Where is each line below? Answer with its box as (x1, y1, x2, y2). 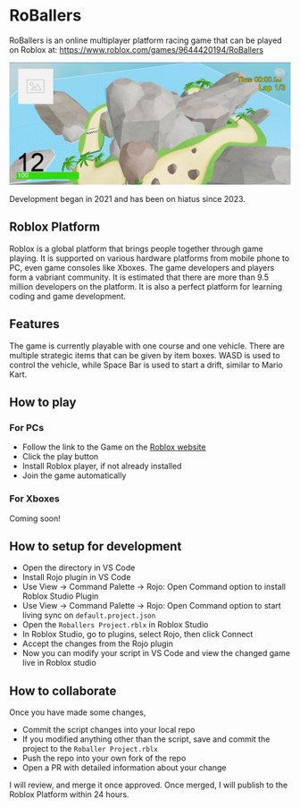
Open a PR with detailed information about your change (21, 762, 227, 773)
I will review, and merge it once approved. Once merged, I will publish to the (9, 779, 288, 791)
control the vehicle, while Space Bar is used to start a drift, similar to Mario (9, 359, 283, 370)
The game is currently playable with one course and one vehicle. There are (9, 340, 286, 351)
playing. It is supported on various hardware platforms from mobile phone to (9, 252, 290, 264)
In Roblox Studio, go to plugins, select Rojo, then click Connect (21, 629, 254, 640)
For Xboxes (9, 492, 60, 505)
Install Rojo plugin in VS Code (21, 572, 131, 583)
